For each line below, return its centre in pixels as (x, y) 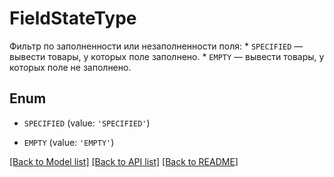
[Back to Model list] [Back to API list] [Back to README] (124, 161)
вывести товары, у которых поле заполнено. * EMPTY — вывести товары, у (167, 56)
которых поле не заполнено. (70, 67)
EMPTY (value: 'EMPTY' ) (69, 142)
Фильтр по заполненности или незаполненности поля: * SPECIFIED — (156, 46)
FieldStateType (73, 18)
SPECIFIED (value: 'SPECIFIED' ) (87, 123)
